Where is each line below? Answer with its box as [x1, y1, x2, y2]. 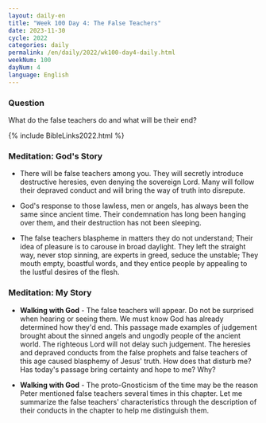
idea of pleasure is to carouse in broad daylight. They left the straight [19, 242, 246, 252]
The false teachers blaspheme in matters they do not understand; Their [19, 233, 253, 243]
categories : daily [8, 41, 69, 49]
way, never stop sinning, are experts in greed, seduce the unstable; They [19, 250, 259, 260]
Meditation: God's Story [8, 151, 103, 162]
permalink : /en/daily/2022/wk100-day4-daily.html [8, 49, 176, 57]
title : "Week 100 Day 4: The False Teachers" [8, 19, 161, 27]
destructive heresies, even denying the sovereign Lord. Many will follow [19, 177, 255, 187]
